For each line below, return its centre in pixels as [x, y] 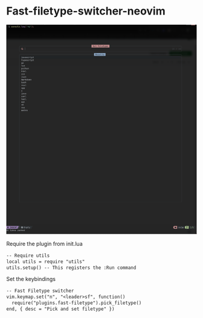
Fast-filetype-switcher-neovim [86, 11]
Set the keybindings [31, 279]
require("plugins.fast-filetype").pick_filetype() [77, 303]
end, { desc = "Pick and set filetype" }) [60, 309]
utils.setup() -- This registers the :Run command [71, 268]
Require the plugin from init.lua [44, 244]
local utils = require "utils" [46, 262]
